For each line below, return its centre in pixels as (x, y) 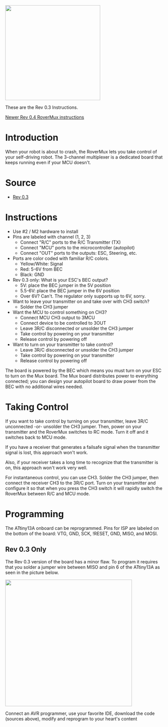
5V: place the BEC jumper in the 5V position (66, 285)
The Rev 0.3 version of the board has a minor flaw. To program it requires (81, 561)
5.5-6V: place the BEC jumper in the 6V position (70, 290)
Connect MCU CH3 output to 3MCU (57, 317)
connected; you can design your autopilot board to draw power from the (80, 381)
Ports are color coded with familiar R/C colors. (61, 258)
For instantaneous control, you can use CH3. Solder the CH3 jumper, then (82, 477)
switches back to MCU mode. (36, 437)
